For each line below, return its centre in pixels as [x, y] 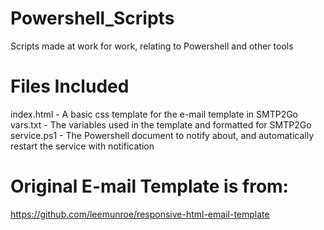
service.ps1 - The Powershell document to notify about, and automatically [162, 135]
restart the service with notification [82, 146]
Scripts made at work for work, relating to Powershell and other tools [152, 46]
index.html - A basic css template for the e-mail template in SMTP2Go [154, 114]
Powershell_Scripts [92, 18]
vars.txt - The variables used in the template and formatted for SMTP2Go [161, 124]
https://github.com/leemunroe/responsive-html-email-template [140, 214]
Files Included [70, 86]
